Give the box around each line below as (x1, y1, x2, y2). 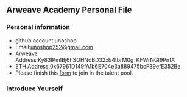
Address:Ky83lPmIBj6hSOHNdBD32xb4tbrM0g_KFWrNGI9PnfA (15, 56, 175, 63)
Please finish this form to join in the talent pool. (15, 69, 133, 76)
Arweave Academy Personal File (6, 5, 132, 15)
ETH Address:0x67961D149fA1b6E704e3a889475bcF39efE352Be (15, 62, 181, 70)
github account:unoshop (15, 36, 77, 44)
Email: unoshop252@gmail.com (15, 43, 93, 50)
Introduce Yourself (6, 84, 63, 93)
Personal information (6, 23, 70, 32)
